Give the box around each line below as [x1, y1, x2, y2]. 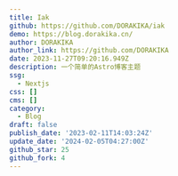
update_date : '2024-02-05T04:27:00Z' [9, 137, 150, 146]
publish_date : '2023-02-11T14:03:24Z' [9, 129, 153, 138]
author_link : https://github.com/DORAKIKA [9, 46, 169, 55]
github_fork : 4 [9, 153, 66, 163]
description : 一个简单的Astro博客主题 [9, 63, 141, 72]
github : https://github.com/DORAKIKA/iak [9, 21, 166, 30]
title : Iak [9, 12, 50, 22]
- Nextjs [17, 79, 50, 88]
